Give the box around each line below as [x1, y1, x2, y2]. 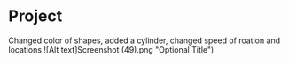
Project [8, 6, 63, 26]
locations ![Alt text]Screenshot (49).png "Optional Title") [8, 44, 215, 54]
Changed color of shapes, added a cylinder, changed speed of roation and [8, 35, 281, 46]
